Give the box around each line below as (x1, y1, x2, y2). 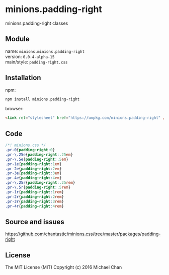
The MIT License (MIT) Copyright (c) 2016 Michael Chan (5, 264, 122, 270)
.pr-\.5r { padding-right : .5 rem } (5, 185, 71, 190)
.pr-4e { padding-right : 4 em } (5, 175, 62, 181)
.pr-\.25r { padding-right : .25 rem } (5, 180, 75, 185)
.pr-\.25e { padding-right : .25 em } (5, 152, 73, 157)
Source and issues (5, 218, 64, 226)
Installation (5, 74, 41, 82)
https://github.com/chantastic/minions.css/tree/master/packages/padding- (5, 231, 161, 237)
